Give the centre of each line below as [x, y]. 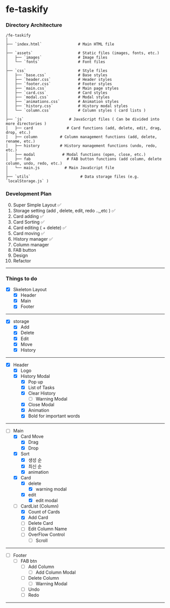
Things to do [21, 279]
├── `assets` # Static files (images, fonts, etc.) [82, 53]
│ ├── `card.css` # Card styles [57, 93]
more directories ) [26, 124]
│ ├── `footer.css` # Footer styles [59, 84]
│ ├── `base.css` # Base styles [57, 75]
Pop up [36, 381]
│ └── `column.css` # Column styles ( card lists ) [76, 110]
